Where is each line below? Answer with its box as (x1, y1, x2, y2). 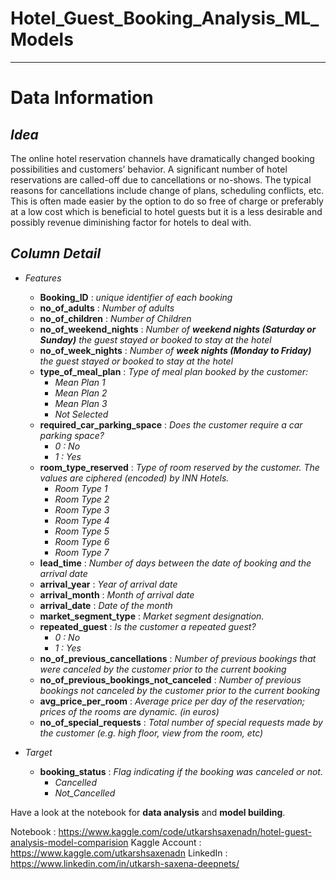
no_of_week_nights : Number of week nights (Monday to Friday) (39, 344, 312, 356)
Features (24, 272, 62, 284)
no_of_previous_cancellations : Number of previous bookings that (39, 652, 317, 664)
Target (24, 746, 53, 758)
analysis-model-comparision (10, 836, 129, 848)
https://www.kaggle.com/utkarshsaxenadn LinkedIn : (10, 847, 228, 859)
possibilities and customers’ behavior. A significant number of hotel (10, 163, 288, 175)
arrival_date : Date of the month (39, 599, 173, 611)
